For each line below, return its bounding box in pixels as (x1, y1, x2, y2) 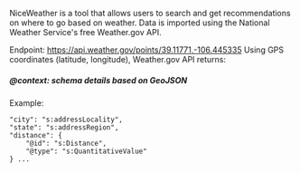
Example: (9, 97, 44, 108)
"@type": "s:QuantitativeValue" (25, 147, 147, 156)
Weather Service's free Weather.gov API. (9, 27, 162, 37)
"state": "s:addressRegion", (9, 122, 119, 132)
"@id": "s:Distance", (25, 139, 107, 148)
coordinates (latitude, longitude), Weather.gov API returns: (9, 54, 227, 64)
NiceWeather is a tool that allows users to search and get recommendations (9, 8, 291, 18)
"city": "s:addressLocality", (9, 115, 124, 124)
